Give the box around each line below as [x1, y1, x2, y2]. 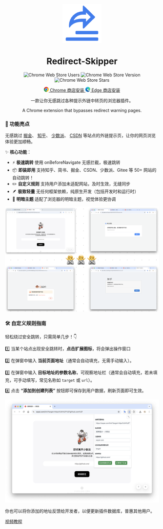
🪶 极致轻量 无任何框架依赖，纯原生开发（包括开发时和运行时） [12, 188, 139, 194]
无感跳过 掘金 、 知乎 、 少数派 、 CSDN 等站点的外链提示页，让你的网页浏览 [5, 133, 156, 138]
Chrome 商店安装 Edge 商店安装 [50, 87, 121, 93]
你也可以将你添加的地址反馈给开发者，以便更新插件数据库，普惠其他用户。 [5, 508, 155, 514]
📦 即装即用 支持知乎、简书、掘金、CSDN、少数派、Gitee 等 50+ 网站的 [12, 167, 157, 173]
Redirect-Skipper [46, 56, 118, 67]
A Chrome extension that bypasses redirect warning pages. [22, 107, 142, 113]
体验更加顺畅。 [5, 138, 35, 145]
